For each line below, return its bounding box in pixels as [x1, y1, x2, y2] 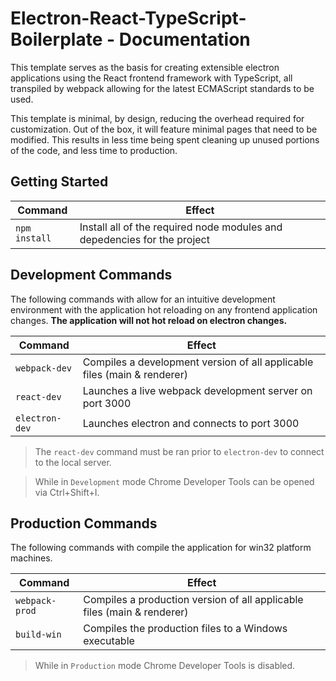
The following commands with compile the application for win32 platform [10, 542, 312, 554]
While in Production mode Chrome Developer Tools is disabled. [34, 660, 296, 672]
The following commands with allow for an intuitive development [10, 293, 276, 305]
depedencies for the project [79, 232, 210, 246]
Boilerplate [10, 28, 103, 51]
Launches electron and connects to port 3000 [82, 416, 300, 430]
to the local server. [34, 456, 112, 468]
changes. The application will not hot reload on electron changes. [10, 314, 288, 326]
